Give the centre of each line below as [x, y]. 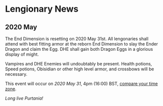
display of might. [22, 54]
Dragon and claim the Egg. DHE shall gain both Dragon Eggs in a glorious [79, 49]
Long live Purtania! [24, 98]
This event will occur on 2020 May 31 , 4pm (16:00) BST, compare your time [81, 84]
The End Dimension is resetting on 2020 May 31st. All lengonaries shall [77, 39]
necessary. [16, 74]
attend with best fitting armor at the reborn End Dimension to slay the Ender [81, 44]
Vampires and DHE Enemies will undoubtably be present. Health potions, [79, 64]
